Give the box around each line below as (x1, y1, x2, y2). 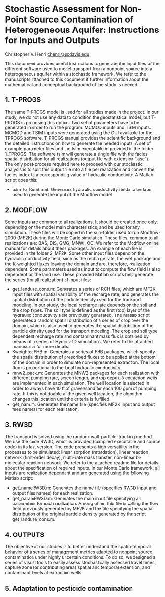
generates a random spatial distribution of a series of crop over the (12, 317, 149, 323)
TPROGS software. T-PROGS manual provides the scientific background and (5, 135, 160, 141)
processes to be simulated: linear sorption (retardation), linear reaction (5, 449, 149, 455)
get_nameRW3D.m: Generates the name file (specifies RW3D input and (12, 485, 157, 491)
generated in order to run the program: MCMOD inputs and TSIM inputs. (5, 125, 151, 130)
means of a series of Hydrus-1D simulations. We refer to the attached (12, 338, 153, 344)
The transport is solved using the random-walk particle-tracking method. (5, 434, 154, 440)
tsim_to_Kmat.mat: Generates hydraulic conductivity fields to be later (12, 186, 152, 192)
